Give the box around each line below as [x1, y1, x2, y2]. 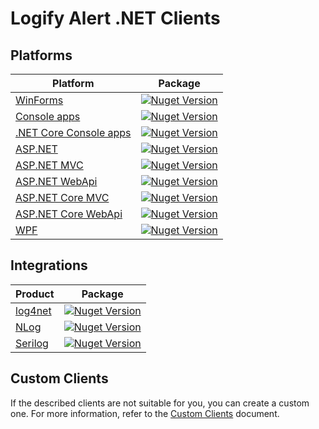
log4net [15, 303, 52, 317]
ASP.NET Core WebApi [15, 207, 123, 221]
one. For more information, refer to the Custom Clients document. [10, 407, 280, 419]
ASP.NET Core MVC [15, 191, 110, 204]
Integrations [10, 257, 88, 274]
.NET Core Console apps [15, 126, 132, 139]
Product [15, 287, 55, 301]
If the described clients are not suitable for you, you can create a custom [10, 397, 310, 409]
